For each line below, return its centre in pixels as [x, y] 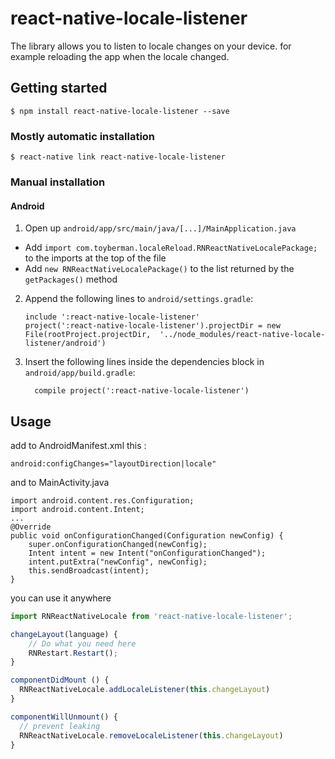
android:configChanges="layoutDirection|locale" [113, 463]
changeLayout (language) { [64, 634]
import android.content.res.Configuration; [102, 500]
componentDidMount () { [60, 680]
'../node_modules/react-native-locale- [242, 335]
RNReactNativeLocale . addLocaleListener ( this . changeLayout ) [145, 690]
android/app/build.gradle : [80, 373]
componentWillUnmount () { [64, 717]
